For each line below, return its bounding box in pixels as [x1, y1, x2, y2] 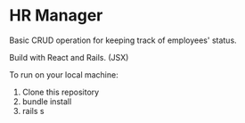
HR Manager [9, 5, 103, 26]
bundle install [21, 95, 72, 107]
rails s [21, 105, 45, 116]
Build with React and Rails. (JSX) [9, 52, 129, 62]
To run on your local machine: [9, 69, 118, 80]
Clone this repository [21, 86, 100, 97]
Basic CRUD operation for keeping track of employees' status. [9, 35, 238, 45]
